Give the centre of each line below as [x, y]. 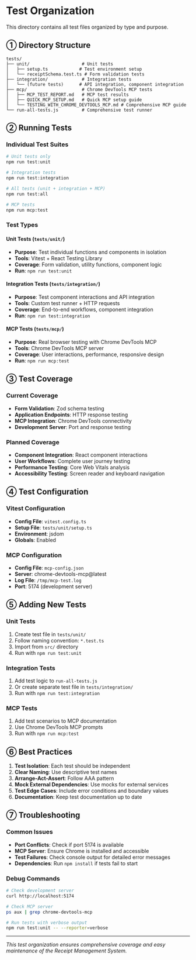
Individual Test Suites [37, 144]
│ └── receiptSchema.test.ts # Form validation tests [75, 74]
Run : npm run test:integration [52, 315]
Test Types [22, 225]
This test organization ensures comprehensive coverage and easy [86, 945]
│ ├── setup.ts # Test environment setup [74, 69]
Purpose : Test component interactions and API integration [84, 297]
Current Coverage [32, 396]
